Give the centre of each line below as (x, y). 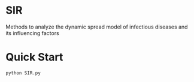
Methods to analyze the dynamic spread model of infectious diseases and (97, 27)
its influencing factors (32, 33)
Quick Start (34, 57)
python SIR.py (23, 73)
